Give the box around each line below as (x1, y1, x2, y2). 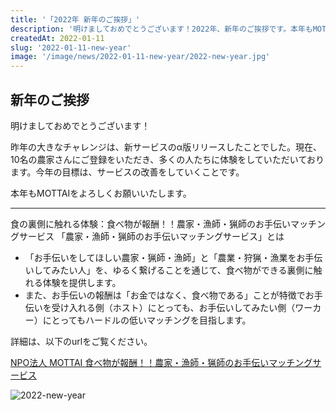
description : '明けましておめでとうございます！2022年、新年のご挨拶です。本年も (10, 24, 313, 34)
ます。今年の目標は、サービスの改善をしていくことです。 (10, 166, 245, 178)
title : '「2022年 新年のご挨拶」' (10, 14, 141, 25)
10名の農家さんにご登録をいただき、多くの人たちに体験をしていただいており (10, 153, 325, 165)
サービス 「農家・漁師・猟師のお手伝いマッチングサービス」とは (18, 230, 285, 242)
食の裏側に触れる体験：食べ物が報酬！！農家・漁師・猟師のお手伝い (10, 217, 291, 230)
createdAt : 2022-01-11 (10, 33, 105, 43)
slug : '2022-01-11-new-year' (10, 42, 132, 53)
